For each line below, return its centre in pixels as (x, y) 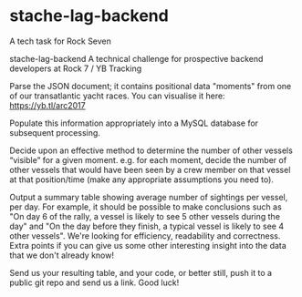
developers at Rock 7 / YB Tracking (76, 68)
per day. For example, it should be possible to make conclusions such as (146, 207)
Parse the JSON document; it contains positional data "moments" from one (151, 86)
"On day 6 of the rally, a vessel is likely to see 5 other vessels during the (145, 216)
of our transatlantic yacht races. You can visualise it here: (117, 96)
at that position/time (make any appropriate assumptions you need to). (141, 179)
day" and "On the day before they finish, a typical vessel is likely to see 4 (147, 226)
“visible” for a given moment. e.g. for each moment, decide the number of (148, 159)
